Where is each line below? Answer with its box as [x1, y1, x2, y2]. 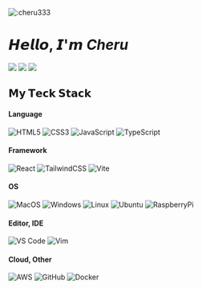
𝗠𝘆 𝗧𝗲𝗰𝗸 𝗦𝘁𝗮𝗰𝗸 [8, 87, 92, 101]
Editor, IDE [8, 218, 44, 228]
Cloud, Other [8, 254, 52, 264]
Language [8, 109, 42, 118]
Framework [8, 146, 47, 155]
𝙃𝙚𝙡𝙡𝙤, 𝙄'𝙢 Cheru [8, 36, 129, 54]
